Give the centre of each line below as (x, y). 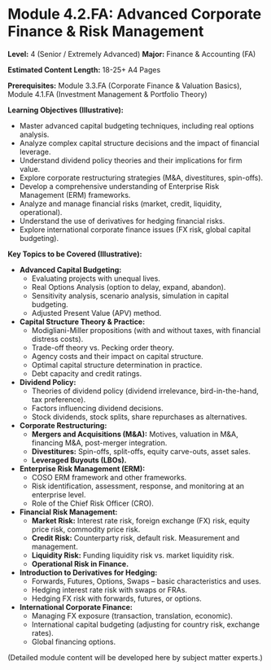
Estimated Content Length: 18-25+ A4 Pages (84, 69)
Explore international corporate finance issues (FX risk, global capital (135, 230)
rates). (42, 633)
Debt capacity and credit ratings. (87, 373)
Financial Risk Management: (68, 512)
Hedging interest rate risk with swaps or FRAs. (109, 589)
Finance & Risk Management (106, 31)
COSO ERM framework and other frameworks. (109, 477)
